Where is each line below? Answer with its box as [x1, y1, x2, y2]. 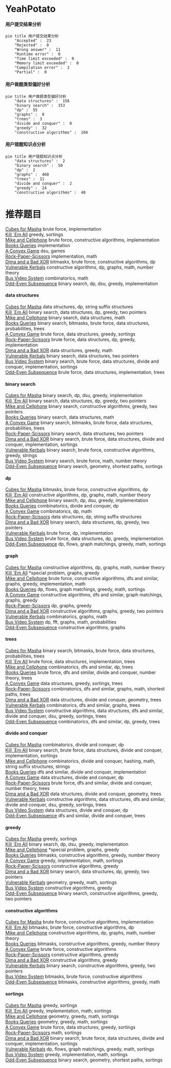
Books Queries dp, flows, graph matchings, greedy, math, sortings [5, 586, 145, 592]
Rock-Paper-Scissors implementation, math [5, 253, 97, 259]
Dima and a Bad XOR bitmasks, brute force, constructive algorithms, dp [5, 258, 156, 265]
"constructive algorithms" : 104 [14, 129, 88, 135]
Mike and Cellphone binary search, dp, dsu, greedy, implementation [5, 497, 148, 503]
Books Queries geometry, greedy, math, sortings [5, 1018, 108, 1025]
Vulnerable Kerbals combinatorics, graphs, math [5, 613, 108, 620]
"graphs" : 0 [14, 111, 45, 117]
